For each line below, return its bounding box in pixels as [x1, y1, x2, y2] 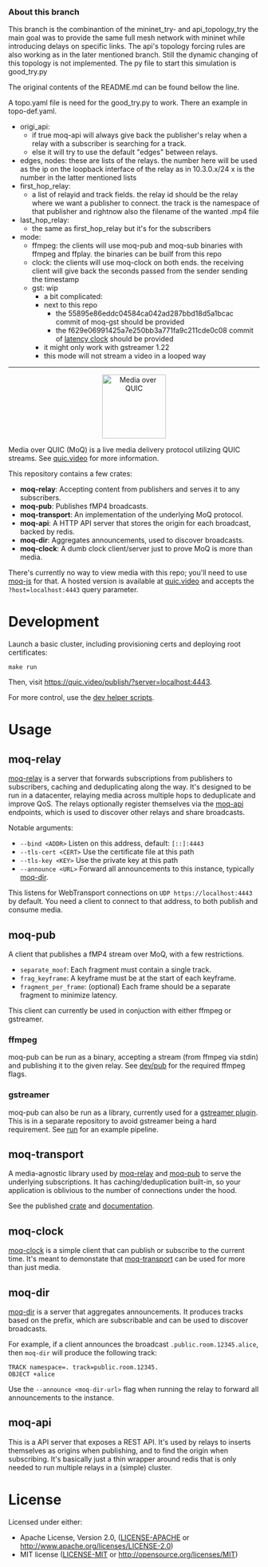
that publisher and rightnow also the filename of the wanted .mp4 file [31, 207, 259, 217]
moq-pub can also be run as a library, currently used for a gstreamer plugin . [8, 1108, 258, 1117]
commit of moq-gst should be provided [55, 317, 185, 327]
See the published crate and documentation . [8, 1201, 155, 1211]
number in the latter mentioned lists [19, 173, 137, 182]
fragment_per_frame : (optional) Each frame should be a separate [19, 982, 231, 992]
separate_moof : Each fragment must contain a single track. [19, 965, 212, 975]
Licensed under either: [8, 1517, 83, 1526]
